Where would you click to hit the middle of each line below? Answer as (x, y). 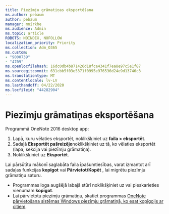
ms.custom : (17, 52)
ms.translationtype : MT (30, 76)
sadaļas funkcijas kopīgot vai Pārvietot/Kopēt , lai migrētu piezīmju (75, 170)
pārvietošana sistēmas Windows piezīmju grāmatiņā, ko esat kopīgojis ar (88, 201)
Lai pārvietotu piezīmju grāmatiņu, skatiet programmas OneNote (79, 196)
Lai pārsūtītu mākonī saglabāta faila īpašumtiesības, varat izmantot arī (78, 164)
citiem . (19, 207)
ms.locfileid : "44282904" (32, 90)
